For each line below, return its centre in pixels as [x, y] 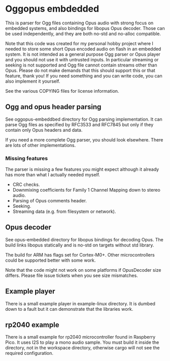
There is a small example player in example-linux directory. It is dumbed [80, 303]
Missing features [27, 158]
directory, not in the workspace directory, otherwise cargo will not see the [82, 348]
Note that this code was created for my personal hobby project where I [79, 43]
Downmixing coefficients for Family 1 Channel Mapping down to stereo [87, 190]
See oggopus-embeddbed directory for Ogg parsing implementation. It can [84, 119]
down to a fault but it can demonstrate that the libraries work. [69, 309]
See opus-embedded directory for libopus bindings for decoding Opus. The [84, 239]
